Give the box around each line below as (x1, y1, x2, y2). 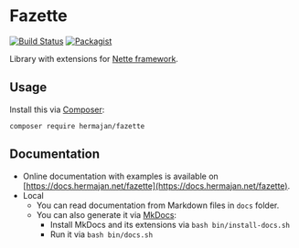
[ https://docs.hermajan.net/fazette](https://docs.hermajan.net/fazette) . (22, 180, 291, 191)
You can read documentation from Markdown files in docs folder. (36, 200, 280, 211)
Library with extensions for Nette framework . (9, 53, 178, 64)
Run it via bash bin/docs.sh (49, 229, 154, 240)
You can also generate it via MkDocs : (36, 209, 176, 220)
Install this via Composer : (9, 104, 105, 115)
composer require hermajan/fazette (9, 121, 145, 130)
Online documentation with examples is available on (22, 170, 219, 181)
